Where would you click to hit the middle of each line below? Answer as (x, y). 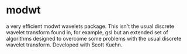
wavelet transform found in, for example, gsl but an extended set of (87, 32)
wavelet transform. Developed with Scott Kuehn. (64, 45)
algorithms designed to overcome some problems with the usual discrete (94, 38)
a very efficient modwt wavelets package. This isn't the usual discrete (90, 26)
